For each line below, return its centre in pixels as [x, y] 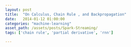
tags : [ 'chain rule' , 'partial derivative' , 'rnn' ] [59, 33]
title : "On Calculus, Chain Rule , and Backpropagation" [66, 14]
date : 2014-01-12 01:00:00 [35, 19]
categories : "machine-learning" [38, 23]
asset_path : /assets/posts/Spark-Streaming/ [51, 28]
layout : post [18, 10]
